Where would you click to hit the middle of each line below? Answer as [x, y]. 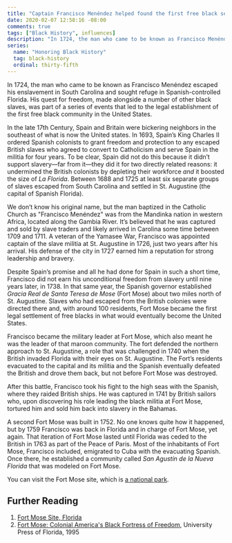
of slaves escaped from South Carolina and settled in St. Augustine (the [109, 186]
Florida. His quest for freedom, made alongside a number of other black [109, 99]
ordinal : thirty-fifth [46, 65]
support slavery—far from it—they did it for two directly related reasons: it [112, 164]
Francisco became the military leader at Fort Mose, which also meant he [110, 336]
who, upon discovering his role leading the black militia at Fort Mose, [105, 401]
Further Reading [43, 501]
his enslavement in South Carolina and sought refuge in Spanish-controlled [114, 92]
